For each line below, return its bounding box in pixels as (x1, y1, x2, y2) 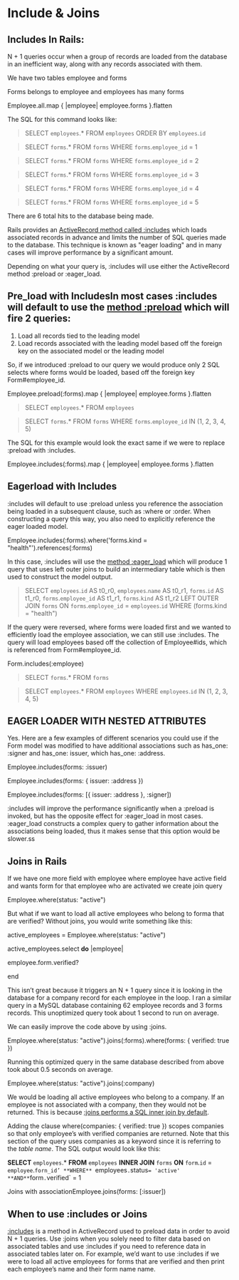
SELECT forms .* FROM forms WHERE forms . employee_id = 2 (24, 157, 199, 165)
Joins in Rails (7, 855, 68, 867)
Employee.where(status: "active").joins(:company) (7, 1079, 155, 1088)
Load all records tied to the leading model (17, 331, 140, 340)
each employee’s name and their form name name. (7, 1265, 156, 1274)
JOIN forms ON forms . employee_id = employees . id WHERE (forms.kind (24, 601, 228, 610)
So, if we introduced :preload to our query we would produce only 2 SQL (7, 360, 221, 368)
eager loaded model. (7, 522, 68, 530)
